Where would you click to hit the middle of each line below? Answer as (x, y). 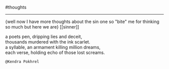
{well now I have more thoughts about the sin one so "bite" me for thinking (82, 21)
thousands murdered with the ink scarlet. (48, 42)
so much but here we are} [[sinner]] (42, 27)
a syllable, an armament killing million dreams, (53, 47)
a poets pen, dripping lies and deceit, (44, 36)
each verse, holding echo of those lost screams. (55, 52)
